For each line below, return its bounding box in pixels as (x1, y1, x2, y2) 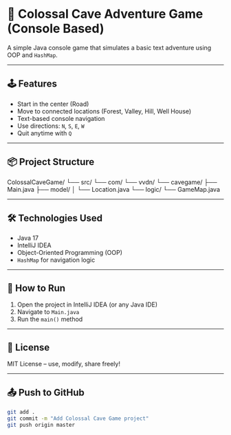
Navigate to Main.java (16, 308, 80, 316)
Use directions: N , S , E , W (16, 122, 85, 130)
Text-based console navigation (16, 114, 105, 122)
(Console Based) (7, 21, 104, 36)
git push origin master (7, 421, 76, 428)
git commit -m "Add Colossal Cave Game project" (7, 415, 149, 422)
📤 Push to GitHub (7, 387, 85, 399)
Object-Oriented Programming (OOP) (16, 249, 122, 257)
